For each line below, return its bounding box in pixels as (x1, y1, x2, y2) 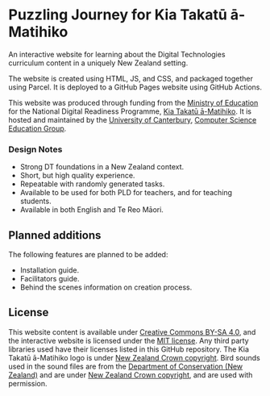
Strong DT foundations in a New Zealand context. (19, 162, 185, 172)
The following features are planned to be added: (8, 250, 168, 260)
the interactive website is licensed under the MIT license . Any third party (8, 336, 249, 345)
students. (19, 196, 52, 206)
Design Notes (8, 144, 63, 155)
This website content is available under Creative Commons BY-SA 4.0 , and (8, 327, 256, 336)
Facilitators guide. (19, 274, 80, 284)
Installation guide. (19, 265, 79, 275)
